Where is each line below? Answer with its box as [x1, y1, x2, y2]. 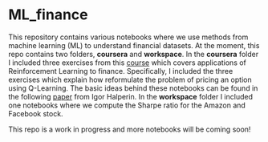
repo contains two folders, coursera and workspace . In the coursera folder [8, 49, 259, 59]
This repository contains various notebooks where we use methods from [8, 32, 249, 42]
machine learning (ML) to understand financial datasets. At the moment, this [8, 40, 260, 50]
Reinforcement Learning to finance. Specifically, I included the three [8, 66, 233, 75]
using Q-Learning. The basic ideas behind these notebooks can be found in [8, 83, 258, 93]
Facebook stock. [8, 108, 63, 118]
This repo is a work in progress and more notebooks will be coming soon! [8, 124, 251, 134]
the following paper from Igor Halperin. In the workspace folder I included [8, 91, 253, 101]
